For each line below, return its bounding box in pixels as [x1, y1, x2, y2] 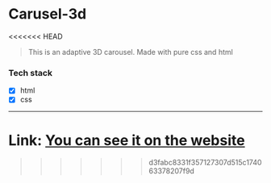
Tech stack [8, 67, 52, 78]
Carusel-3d [8, 5, 87, 23]
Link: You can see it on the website [8, 131, 245, 149]
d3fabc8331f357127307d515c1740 [148, 158, 262, 168]
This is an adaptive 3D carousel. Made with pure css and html [27, 47, 234, 56]
